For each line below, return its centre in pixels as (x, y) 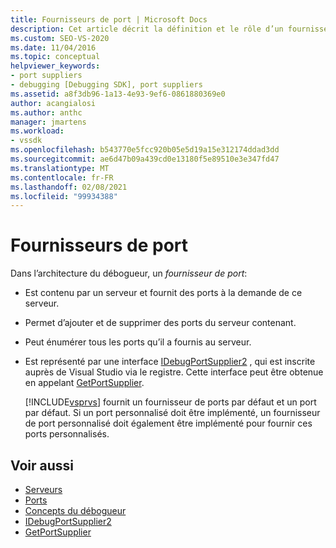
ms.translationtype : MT (60, 168)
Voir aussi (42, 465)
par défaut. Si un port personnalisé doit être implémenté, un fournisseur (172, 413)
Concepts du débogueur (75, 510)
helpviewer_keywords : (55, 66)
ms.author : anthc (46, 112)
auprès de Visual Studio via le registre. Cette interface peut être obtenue (174, 372)
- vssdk (26, 141)
